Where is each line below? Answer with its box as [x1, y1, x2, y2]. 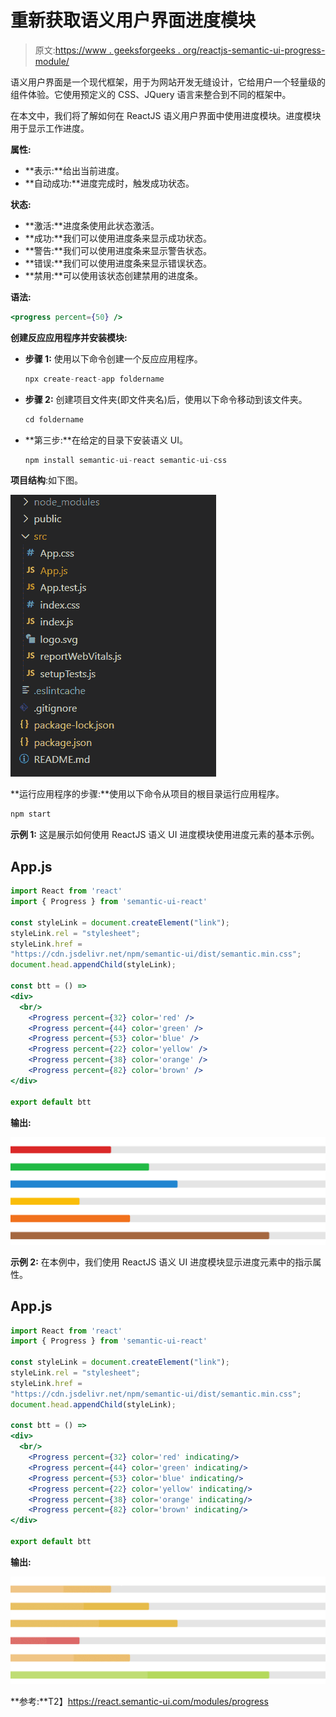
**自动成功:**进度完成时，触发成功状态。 [24, 177, 195, 189]
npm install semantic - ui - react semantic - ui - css [24, 455, 228, 465]
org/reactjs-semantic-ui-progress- [182, 44, 326, 56]
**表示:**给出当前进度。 [24, 164, 125, 176]
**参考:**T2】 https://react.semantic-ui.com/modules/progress [10, 1696, 269, 1708]
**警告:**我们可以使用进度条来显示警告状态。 [24, 244, 212, 256]
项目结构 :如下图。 [10, 474, 84, 486]
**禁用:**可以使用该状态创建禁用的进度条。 [24, 269, 203, 281]
